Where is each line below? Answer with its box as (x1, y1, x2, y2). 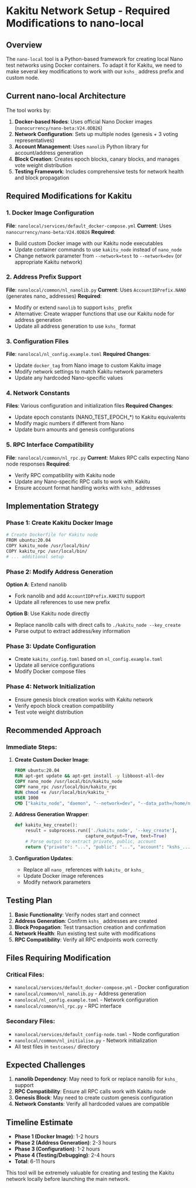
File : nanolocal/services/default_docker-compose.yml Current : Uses (6, 222, 171, 229)
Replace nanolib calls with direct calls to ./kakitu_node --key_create (14, 622, 181, 629)
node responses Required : (6, 460, 71, 467)
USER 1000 (14, 795, 39, 801)
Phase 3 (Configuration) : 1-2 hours (14, 1145, 101, 1153)
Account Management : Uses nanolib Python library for (14, 142, 149, 150)
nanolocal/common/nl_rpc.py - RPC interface (14, 1003, 122, 1010)
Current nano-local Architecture (6, 91, 126, 101)
